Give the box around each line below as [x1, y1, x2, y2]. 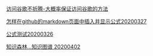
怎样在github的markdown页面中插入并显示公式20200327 [6, 18, 147, 25]
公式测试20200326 [6, 30, 54, 38]
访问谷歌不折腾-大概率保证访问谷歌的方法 [6, 5, 109, 12]
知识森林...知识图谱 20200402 [6, 43, 81, 50]
